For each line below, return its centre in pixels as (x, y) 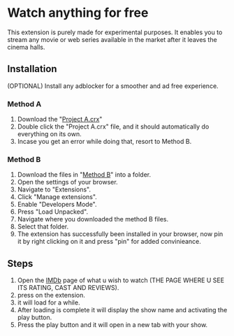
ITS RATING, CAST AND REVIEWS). (68, 288)
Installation (32, 69)
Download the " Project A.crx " (60, 119)
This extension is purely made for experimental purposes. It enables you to (115, 32)
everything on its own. (49, 134)
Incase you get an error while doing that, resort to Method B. (104, 142)
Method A (24, 104)
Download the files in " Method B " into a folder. (84, 175)
